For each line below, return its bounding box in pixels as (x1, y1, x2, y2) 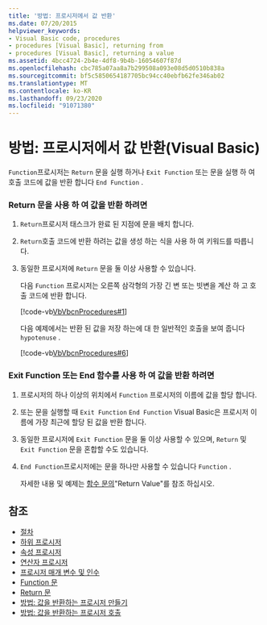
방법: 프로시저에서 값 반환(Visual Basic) (8, 139, 261, 157)
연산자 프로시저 (19, 557, 68, 567)
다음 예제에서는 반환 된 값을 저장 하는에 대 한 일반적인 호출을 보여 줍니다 (19, 323, 245, 333)
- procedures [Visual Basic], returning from (8, 42, 163, 50)
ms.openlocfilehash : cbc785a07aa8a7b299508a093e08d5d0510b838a (8, 65, 225, 73)
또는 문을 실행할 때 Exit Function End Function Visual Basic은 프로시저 (19, 406, 249, 416)
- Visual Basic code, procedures (8, 34, 121, 43)
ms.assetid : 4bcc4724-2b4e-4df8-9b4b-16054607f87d (8, 57, 182, 65)
